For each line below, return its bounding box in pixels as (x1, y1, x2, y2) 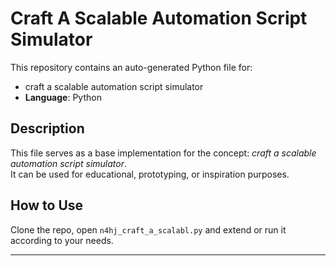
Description (10, 120, 85, 137)
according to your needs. (10, 234, 114, 246)
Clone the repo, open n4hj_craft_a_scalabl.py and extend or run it (10, 223, 287, 236)
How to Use (10, 197, 84, 214)
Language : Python (24, 91, 102, 103)
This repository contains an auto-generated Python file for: (10, 61, 253, 73)
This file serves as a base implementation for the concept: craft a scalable (10, 147, 317, 159)
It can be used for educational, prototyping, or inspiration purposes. (10, 168, 290, 180)
